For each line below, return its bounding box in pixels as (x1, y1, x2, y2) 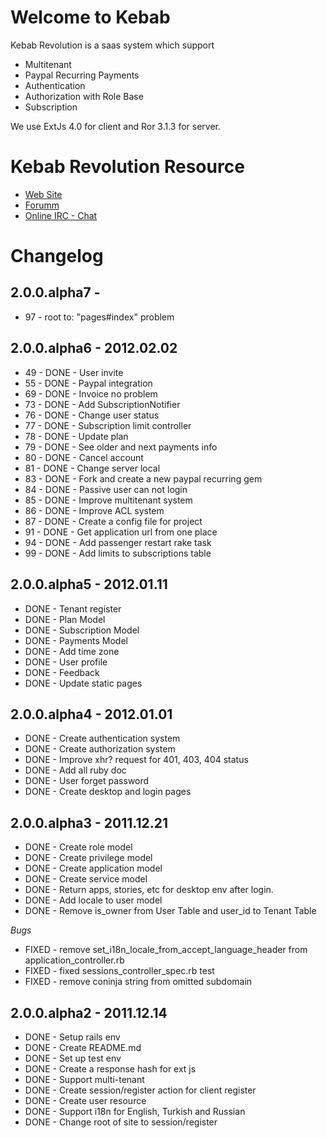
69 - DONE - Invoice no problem (24, 387, 158, 400)
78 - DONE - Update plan (24, 430, 129, 442)
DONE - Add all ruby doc (24, 764, 127, 776)
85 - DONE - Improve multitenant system (24, 494, 193, 506)
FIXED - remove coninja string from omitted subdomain (24, 976, 253, 988)
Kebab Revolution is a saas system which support (10, 39, 215, 51)
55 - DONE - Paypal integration (24, 377, 153, 389)
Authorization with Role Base (24, 90, 144, 102)
